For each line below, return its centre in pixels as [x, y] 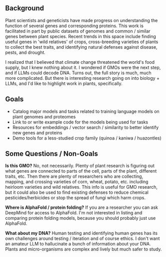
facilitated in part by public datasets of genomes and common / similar [78, 31]
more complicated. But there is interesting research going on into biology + [82, 78]
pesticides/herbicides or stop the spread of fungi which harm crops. [75, 198]
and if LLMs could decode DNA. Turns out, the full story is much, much [78, 73]
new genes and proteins [37, 133]
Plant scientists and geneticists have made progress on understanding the [81, 20]
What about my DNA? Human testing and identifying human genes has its [81, 233]
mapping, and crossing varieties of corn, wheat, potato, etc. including [77, 182]
